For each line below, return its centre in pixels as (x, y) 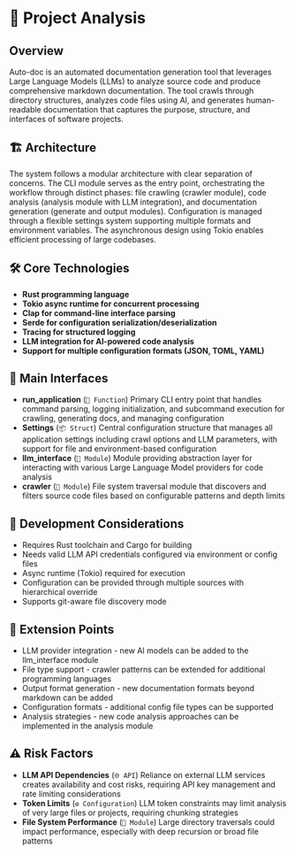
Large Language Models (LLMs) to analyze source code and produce (135, 81)
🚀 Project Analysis (77, 18)
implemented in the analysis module (87, 726)
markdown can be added (67, 697)
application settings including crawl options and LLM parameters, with (150, 439)
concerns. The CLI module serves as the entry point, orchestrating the (137, 183)
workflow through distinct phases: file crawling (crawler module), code (138, 192)
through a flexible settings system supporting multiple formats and (130, 220)
